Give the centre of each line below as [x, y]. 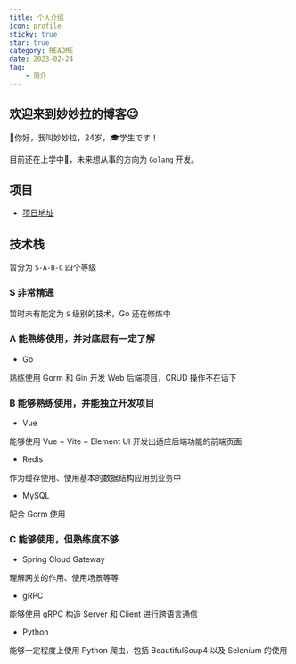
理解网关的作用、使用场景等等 [64, 578]
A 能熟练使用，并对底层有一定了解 [82, 339]
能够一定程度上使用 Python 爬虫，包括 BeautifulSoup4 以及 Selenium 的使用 [148, 651]
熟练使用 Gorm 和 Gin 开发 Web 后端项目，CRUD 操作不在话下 [123, 377]
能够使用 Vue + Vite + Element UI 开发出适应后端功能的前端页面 [126, 441]
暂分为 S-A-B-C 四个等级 [53, 267]
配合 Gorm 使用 [37, 514]
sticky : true [33, 34]
